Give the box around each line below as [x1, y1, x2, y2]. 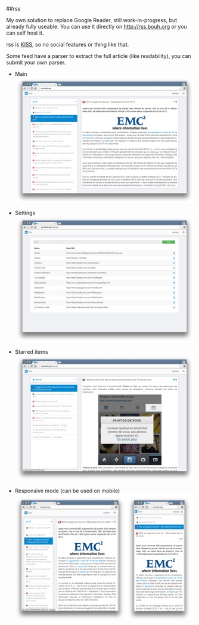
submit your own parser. [6, 59, 66, 66]
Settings [14, 209, 36, 217]
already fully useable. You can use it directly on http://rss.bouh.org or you [6, 23, 188, 30]
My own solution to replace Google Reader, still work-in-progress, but [6, 17, 178, 23]
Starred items [14, 348, 49, 356]
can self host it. [6, 29, 44, 36]
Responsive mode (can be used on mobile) [14, 487, 120, 495]
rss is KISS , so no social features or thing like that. [6, 41, 129, 48]
